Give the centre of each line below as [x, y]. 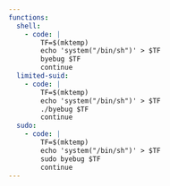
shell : [29, 26]
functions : [29, 17]
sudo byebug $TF [71, 159]
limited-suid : [42, 76]
